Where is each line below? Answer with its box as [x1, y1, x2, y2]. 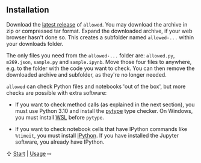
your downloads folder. [6, 40, 64, 47]
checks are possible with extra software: [6, 89, 107, 96]
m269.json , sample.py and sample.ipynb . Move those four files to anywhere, [6, 58, 192, 65]
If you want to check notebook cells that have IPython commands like [14, 125, 188, 132]
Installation [6, 5, 49, 15]
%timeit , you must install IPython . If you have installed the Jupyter [14, 132, 179, 139]
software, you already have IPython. [14, 138, 105, 145]
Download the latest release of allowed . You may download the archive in [6, 21, 188, 28]
